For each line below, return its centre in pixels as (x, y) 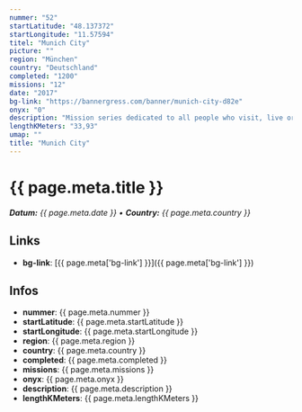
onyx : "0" (28, 110)
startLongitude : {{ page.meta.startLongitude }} (110, 331)
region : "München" (44, 59)
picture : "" (31, 51)
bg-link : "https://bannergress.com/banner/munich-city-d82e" (126, 101)
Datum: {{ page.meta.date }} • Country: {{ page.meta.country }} (130, 212)
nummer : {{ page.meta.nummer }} (86, 312)
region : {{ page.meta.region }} (79, 341)
